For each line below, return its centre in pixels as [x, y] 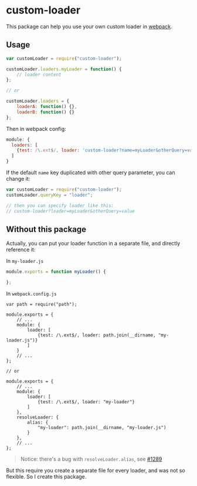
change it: [18, 179]
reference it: [21, 249]
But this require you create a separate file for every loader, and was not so [96, 471]
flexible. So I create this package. [46, 477]
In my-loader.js [25, 261]
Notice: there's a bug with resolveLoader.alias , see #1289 [91, 459]
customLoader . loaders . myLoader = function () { [64, 69]
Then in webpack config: [36, 129]
